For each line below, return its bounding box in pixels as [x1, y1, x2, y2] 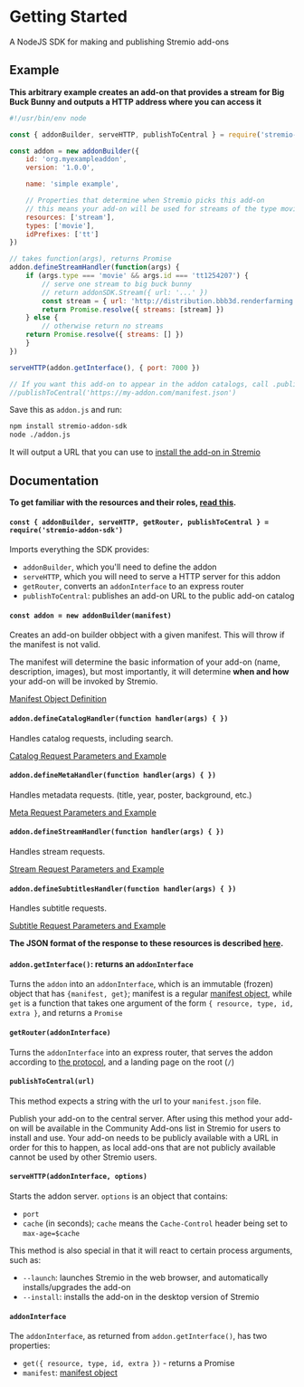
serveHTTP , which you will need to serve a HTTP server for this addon [22, 571, 280, 582]
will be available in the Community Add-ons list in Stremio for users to [21, 1123, 281, 1134]
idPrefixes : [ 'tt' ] [25, 229, 100, 239]
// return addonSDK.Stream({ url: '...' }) [42, 288, 208, 297]
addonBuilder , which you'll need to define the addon [22, 561, 217, 572]
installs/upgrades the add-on [22, 1281, 131, 1292]
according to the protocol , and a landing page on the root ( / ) [9, 1057, 235, 1067]
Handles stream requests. [9, 846, 106, 856]
